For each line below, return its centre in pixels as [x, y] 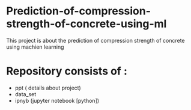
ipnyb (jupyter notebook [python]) [57, 100]
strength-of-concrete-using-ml [86, 24]
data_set [26, 94]
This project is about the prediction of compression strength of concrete [95, 40]
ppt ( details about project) [48, 88]
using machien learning [35, 47]
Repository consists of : [67, 71]
